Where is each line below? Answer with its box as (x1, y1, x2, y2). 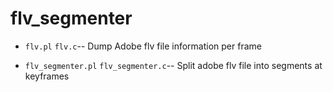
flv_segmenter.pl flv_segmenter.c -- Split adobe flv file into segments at (24, 59, 323, 71)
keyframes (24, 70, 70, 82)
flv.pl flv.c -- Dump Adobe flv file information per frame (24, 40, 262, 52)
